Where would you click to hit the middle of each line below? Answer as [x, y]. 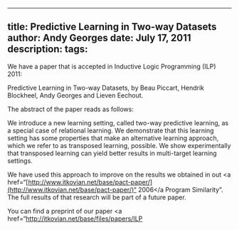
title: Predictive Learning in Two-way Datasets [112, 27]
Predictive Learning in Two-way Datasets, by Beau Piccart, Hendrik [106, 88]
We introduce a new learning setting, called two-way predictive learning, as [118, 122]
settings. [20, 160]
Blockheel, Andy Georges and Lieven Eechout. [75, 95]
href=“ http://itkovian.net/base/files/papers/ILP [75, 219]
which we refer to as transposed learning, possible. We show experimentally [119, 145]
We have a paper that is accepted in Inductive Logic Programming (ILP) [112, 66]
